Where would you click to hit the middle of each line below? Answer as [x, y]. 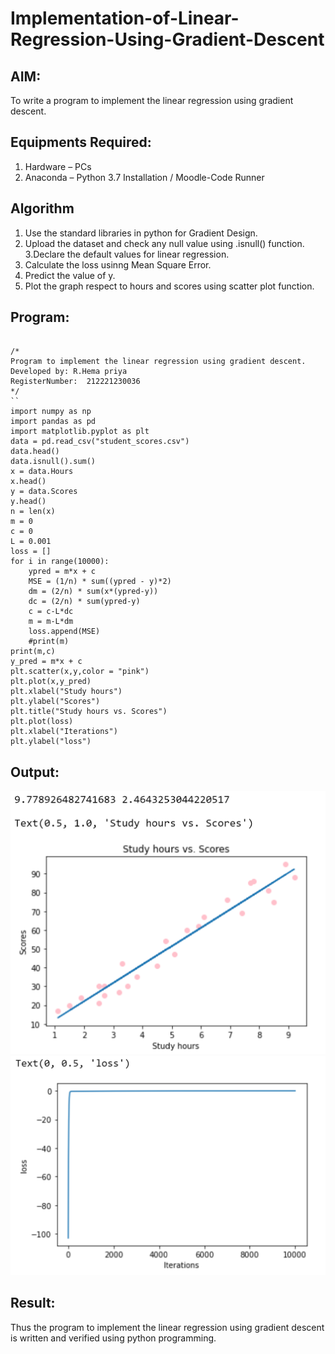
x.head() [28, 482]
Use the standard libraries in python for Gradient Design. [141, 233]
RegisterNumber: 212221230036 [75, 382]
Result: [33, 1303]
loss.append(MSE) [64, 632]
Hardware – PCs [58, 166]
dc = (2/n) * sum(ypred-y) [84, 602]
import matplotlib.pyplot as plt [80, 432]
